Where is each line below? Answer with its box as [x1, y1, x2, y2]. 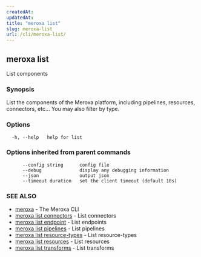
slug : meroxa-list [6, 25, 53, 32]
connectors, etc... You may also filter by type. [6, 105, 120, 113]
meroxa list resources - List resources [15, 238, 110, 245]
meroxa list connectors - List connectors [15, 212, 117, 219]
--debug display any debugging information [22, 167, 170, 173]
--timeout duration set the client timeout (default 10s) [22, 178, 177, 184]
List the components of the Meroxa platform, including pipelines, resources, [6, 99, 196, 106]
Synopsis [6, 85, 35, 93]
